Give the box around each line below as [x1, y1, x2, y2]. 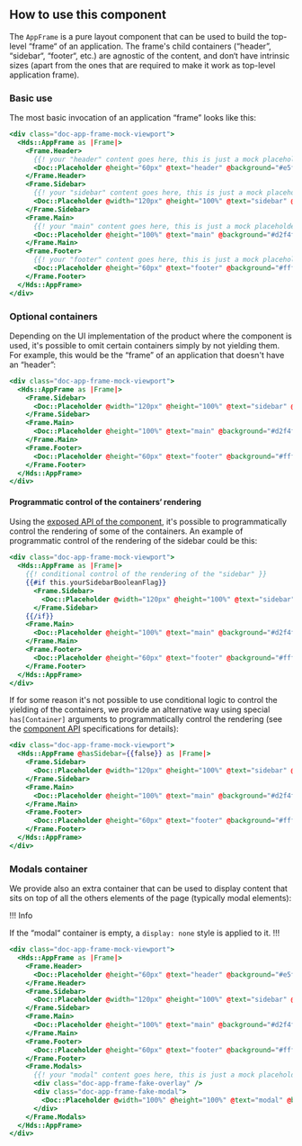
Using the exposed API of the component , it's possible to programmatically [9, 517, 288, 528]
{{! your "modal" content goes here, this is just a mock [32, 1070, 255, 1079]
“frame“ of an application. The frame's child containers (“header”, [28, 41, 271, 51]
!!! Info [9, 910, 33, 921]
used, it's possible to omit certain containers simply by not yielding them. [9, 339, 280, 350]
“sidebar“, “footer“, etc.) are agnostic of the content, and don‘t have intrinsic [9, 50, 290, 61]
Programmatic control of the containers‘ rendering [9, 496, 202, 507]
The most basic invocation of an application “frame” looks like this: [9, 113, 257, 123]
